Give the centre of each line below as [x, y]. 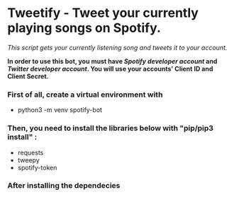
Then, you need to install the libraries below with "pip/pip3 [111, 129]
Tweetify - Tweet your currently [103, 13]
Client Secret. [28, 76]
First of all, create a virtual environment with [85, 95]
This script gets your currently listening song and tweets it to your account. [117, 47]
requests [30, 153]
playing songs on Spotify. [84, 28]
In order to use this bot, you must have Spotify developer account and [112, 61]
